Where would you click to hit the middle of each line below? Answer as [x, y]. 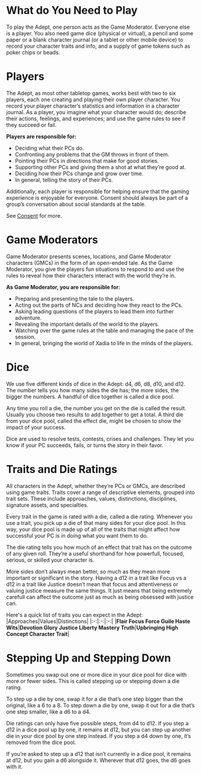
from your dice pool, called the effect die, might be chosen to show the [94, 421]
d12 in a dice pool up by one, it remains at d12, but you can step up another [99, 730]
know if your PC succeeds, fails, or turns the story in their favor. [85, 445]
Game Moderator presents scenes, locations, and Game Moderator [89, 256]
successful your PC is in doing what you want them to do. [77, 535]
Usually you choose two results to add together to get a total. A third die [95, 414]
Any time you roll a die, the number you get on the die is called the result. [96, 408]
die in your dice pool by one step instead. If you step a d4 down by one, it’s [99, 736]
